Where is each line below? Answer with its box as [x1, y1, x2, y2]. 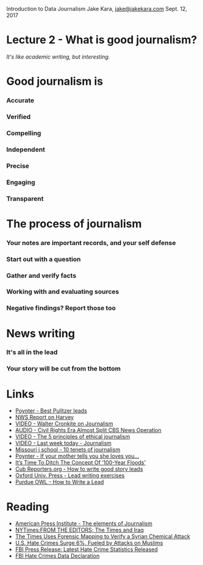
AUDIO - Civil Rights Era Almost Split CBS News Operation [15, 427, 162, 434]
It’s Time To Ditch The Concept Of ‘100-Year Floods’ [15, 459, 146, 466]
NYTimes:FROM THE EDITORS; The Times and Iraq [15, 527, 144, 534]
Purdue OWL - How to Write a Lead [15, 478, 104, 486]
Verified [6, 112, 31, 121]
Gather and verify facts [6, 271, 77, 280]
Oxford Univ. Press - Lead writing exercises [15, 472, 125, 479]
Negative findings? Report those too [6, 304, 116, 313]
